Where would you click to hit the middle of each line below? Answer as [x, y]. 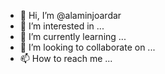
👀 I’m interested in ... [62, 26]
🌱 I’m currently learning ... [73, 36]
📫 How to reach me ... [66, 58]
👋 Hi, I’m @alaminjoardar [70, 15]
